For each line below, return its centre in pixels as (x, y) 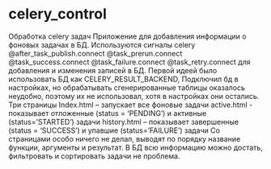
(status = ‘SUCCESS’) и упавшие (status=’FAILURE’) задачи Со (114, 130)
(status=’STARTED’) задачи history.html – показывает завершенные (124, 122)
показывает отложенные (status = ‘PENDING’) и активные (108, 113)
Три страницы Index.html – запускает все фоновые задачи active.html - (131, 105)
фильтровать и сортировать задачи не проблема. (94, 156)
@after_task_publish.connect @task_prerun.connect (95, 53)
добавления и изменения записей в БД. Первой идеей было (113, 70)
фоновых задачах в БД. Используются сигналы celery (102, 44)
